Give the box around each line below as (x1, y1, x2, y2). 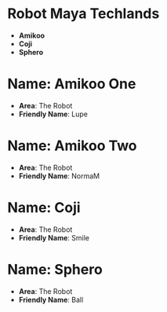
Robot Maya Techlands (7, 5, 160, 23)
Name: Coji (7, 199, 81, 216)
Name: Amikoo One (7, 75, 136, 93)
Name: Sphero (7, 260, 103, 278)
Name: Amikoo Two (7, 137, 137, 155)
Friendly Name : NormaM (18, 171, 100, 181)
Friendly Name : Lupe (18, 109, 88, 119)
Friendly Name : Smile (18, 233, 89, 242)
